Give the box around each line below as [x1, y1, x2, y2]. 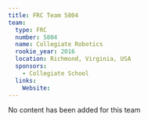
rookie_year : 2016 [15, 48, 76, 55]
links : [15, 77, 37, 84]
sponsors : [15, 62, 47, 70]
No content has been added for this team [8, 105, 141, 115]
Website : [22, 84, 51, 92]
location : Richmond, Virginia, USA [15, 55, 132, 63]
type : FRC [15, 26, 47, 34]
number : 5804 [15, 33, 58, 41]
